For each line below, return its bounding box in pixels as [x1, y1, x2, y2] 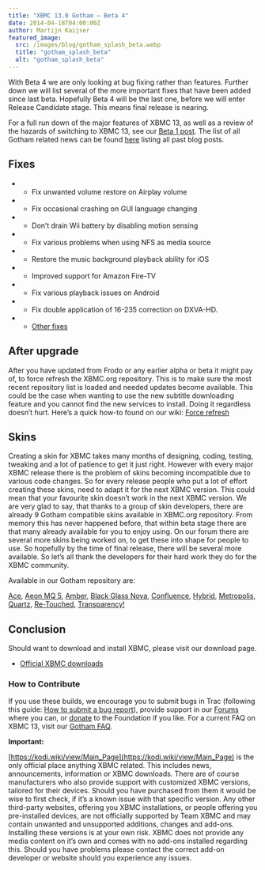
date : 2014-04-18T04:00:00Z [8, 19, 101, 27]
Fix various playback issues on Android [31, 288, 160, 297]
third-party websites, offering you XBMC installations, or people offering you [8, 803, 258, 812]
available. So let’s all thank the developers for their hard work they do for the [8, 552, 257, 562]
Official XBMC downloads [19, 659, 104, 668]
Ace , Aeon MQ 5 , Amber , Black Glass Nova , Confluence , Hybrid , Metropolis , [8, 591, 256, 601]
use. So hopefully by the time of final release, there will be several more [8, 543, 242, 554]
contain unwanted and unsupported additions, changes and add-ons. [8, 819, 235, 829]
